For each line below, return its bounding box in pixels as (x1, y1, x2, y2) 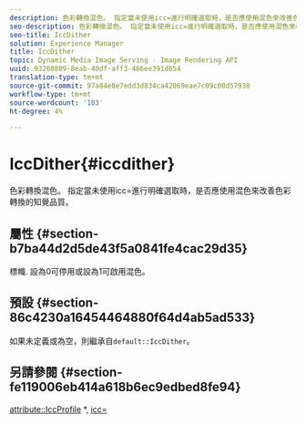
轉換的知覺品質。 (9, 197, 74, 208)
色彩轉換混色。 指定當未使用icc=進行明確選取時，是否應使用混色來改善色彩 (9, 185, 291, 196)
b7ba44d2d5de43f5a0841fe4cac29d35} (9, 241, 248, 256)
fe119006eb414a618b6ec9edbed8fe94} (9, 379, 241, 395)
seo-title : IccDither (9, 30, 92, 39)
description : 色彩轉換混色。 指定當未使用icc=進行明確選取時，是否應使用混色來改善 (9, 13, 293, 23)
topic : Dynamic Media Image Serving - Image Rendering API (9, 56, 239, 65)
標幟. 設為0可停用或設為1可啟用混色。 (9, 266, 150, 276)
